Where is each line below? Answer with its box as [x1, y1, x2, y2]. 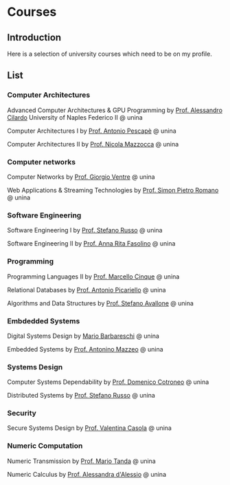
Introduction [7, 32, 62, 43]
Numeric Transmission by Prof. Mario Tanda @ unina [7, 457, 156, 465]
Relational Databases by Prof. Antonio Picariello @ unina [7, 285, 166, 294]
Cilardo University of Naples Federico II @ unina [7, 113, 143, 121]
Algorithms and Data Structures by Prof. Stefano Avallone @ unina [7, 299, 194, 307]
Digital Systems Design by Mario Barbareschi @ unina [7, 332, 160, 340]
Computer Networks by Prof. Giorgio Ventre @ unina [7, 173, 156, 181]
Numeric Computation [7, 441, 83, 451]
